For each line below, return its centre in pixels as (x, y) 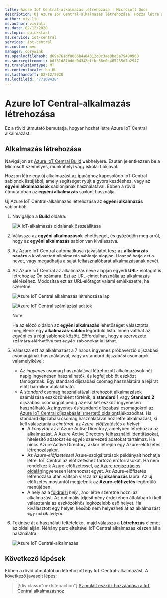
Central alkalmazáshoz (41, 591)
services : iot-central (29, 42)
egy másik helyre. (45, 513)
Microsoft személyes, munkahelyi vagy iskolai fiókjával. (62, 166)
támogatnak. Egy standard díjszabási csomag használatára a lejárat (89, 381)
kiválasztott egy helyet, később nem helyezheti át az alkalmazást (93, 508)
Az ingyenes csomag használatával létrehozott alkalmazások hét (86, 370)
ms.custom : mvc (21, 47)
